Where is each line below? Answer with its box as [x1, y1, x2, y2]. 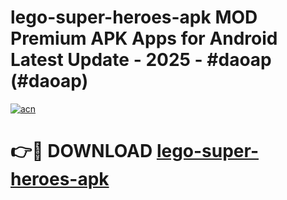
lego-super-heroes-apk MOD [10, 6, 258, 29]
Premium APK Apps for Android [10, 27, 278, 50]
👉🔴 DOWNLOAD [10, 140, 153, 163]
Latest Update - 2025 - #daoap [10, 49, 272, 71]
